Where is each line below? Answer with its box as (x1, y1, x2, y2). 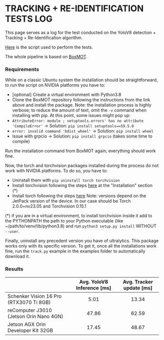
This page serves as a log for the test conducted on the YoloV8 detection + (5, 29, 156, 35)
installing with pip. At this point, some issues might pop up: (12, 113, 131, 118)
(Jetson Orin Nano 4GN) (7, 313, 63, 319)
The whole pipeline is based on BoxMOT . (5, 53, 88, 59)
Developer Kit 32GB (7, 327, 54, 334)
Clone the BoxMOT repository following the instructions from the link (12, 97, 150, 103)
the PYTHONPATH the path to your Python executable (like (5, 218, 123, 224)
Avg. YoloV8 (79, 278, 108, 285)
